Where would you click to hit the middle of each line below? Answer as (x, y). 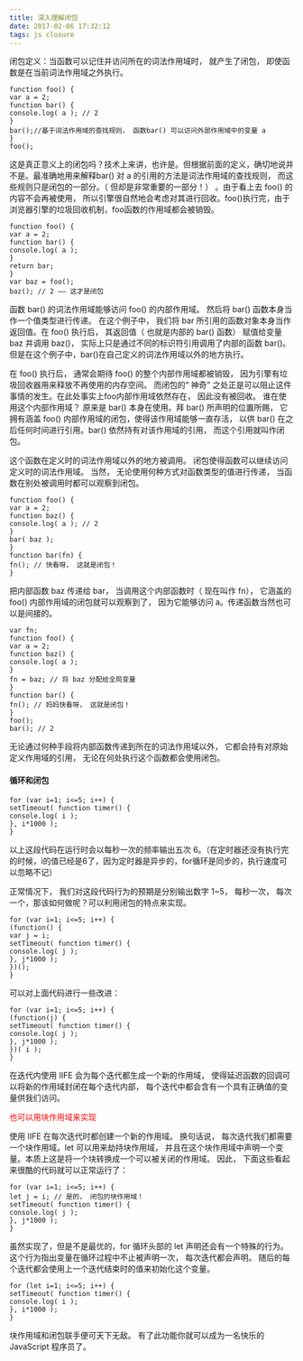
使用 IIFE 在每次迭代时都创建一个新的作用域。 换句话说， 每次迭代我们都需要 (151, 1136)
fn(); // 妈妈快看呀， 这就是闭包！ (70, 705)
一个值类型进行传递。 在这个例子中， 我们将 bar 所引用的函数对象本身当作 (154, 320)
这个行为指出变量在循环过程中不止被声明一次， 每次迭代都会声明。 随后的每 (150, 1257)
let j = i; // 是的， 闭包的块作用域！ (77, 1197)
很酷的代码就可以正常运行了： (72, 1170)
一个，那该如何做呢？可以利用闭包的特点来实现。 (100, 903)
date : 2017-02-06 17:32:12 (60, 26)
